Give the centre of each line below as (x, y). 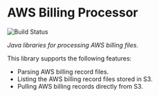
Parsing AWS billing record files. (63, 72)
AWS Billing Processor (73, 13)
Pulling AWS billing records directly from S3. (80, 86)
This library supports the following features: (69, 58)
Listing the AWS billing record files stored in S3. (85, 79)
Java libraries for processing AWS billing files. (73, 45)
